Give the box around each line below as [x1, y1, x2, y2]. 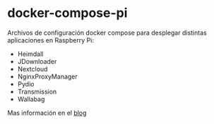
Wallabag [17, 94, 45, 103]
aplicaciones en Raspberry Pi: [7, 35, 94, 44]
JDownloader [17, 57, 57, 65]
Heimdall [17, 50, 44, 58]
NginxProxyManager [17, 72, 78, 81]
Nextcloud [17, 64, 48, 73]
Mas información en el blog [7, 108, 87, 117]
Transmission [17, 87, 57, 96]
